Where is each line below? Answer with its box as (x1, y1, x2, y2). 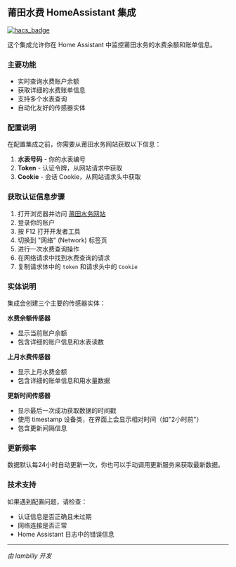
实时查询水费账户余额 (17, 77, 79, 86)
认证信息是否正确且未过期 (17, 512, 92, 521)
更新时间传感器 (7, 392, 51, 399)
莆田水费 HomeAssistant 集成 (7, 6, 136, 19)
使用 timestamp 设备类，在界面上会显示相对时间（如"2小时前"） (17, 415, 203, 423)
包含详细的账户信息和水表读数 (17, 337, 104, 346)
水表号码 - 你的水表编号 (17, 155, 86, 163)
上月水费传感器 (7, 353, 51, 361)
